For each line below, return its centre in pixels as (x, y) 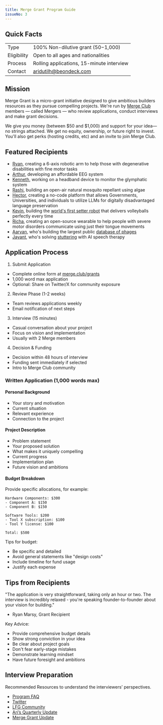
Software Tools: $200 (27, 516)
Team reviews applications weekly (47, 303)
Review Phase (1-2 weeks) (39, 294)
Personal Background (27, 392)
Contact (17, 71)
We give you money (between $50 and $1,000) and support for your (74, 126)
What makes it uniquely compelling (48, 451)
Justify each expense (34, 567)
